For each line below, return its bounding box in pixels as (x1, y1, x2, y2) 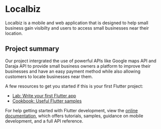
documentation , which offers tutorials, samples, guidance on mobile (5, 113, 143, 119)
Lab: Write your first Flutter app (12, 92, 77, 98)
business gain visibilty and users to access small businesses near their (5, 25, 149, 31)
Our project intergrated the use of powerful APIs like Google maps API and (5, 58, 157, 64)
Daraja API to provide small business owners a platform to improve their (5, 63, 151, 69)
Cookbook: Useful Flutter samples (12, 98, 82, 104)
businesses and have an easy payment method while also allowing (5, 68, 141, 74)
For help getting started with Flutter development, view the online (5, 107, 138, 113)
